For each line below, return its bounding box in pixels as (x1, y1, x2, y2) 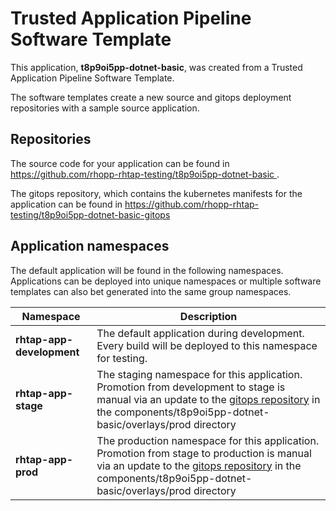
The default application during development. (96, 326, 305, 340)
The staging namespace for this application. (96, 367, 303, 381)
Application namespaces (10, 238, 170, 255)
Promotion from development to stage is (96, 380, 286, 394)
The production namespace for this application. (96, 433, 320, 447)
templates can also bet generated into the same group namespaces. (10, 285, 292, 297)
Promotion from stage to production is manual (96, 446, 312, 460)
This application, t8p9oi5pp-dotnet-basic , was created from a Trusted (10, 61, 303, 73)
